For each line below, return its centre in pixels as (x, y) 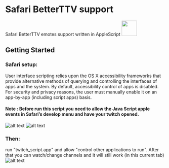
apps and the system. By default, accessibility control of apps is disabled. (82, 86)
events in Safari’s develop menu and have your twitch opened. (72, 114)
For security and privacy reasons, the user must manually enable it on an (81, 92)
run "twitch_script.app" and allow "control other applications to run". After (82, 150)
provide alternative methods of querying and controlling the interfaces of (81, 81)
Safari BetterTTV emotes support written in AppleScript (63, 34)
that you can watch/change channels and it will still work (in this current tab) (85, 155)
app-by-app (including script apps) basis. (49, 97)
